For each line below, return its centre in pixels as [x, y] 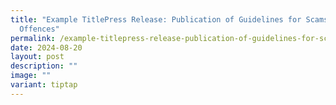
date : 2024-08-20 [46, 47]
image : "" [31, 76]
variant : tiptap [44, 85]
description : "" [44, 66]
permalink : [33, 38]
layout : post [37, 57]
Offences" [39, 29]
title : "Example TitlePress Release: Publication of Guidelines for [156, 19]
